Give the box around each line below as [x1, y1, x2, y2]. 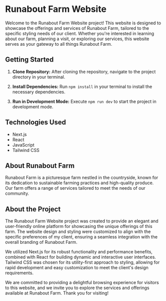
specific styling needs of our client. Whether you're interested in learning [5, 30, 155, 36]
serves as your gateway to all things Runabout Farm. [5, 41, 112, 47]
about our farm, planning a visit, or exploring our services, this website [5, 36, 150, 42]
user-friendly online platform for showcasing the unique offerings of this [5, 224, 153, 229]
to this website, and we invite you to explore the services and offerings [5, 285, 150, 291]
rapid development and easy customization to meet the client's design [5, 265, 149, 271]
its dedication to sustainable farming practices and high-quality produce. [5, 180, 154, 186]
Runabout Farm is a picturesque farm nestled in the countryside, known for [5, 175, 159, 181]
